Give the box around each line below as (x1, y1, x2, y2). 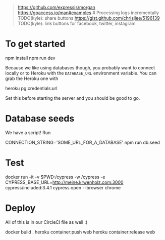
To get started (5, 38, 66, 50)
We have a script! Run (5, 129, 51, 136)
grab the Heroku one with (5, 75, 59, 82)
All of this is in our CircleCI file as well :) (5, 219, 88, 225)
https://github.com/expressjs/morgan (17, 5, 96, 10)
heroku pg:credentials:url (5, 85, 58, 91)
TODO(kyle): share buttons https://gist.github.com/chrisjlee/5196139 (17, 15, 160, 21)
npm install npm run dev (5, 55, 56, 61)
